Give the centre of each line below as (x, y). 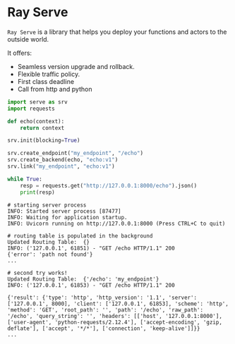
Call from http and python (55, 89)
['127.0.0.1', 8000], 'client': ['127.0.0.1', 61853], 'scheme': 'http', (118, 304)
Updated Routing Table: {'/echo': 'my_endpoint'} (83, 279)
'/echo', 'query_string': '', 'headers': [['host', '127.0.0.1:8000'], (115, 316)
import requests (31, 109)
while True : (25, 179)
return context (42, 128)
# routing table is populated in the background (80, 236)
